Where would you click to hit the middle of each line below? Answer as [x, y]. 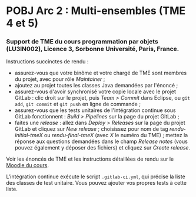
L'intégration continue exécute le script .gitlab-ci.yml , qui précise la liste [96, 176]
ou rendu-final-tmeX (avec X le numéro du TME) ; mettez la [116, 135]
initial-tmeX [29, 135]
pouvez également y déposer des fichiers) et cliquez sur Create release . [102, 148]
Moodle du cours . [27, 165]
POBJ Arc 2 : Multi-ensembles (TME [96, 11]
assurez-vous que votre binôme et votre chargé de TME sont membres [101, 73]
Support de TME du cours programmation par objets [82, 42]
